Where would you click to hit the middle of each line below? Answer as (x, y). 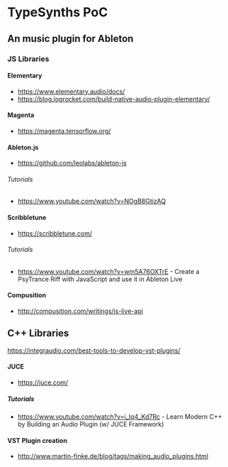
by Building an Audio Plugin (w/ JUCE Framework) (91, 424)
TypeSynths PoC (58, 12)
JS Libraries (28, 59)
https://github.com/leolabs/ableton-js (72, 163)
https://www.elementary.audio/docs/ (71, 91)
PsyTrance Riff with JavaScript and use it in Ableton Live (100, 279)
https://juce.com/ (43, 382)
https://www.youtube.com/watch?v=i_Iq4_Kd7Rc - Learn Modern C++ (120, 417)
